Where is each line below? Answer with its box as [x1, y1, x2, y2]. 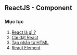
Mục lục [4, 18, 24, 25]
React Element [11, 44, 40, 50]
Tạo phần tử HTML [11, 40, 49, 45]
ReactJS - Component [4, 4, 73, 12]
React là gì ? [11, 29, 36, 35]
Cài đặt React [11, 34, 38, 40]
